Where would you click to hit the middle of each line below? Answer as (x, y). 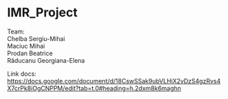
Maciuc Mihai (26, 46)
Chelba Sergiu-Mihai (36, 38)
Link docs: (22, 74)
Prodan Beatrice (30, 53)
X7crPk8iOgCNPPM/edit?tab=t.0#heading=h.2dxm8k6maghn (94, 88)
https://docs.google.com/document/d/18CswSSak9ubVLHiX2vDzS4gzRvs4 (114, 81)
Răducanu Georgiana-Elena (46, 60)
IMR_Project (42, 13)
